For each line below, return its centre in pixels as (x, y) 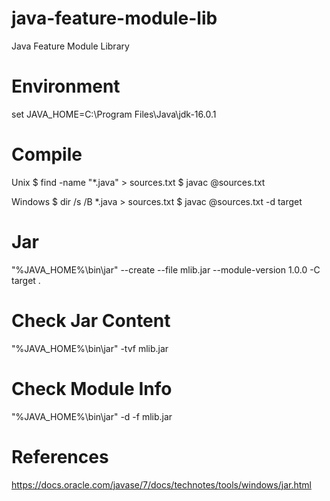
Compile (47, 154)
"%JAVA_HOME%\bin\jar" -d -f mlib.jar (92, 416)
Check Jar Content (91, 320)
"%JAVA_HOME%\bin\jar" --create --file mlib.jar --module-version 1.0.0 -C (166, 269)
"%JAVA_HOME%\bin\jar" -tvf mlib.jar (90, 348)
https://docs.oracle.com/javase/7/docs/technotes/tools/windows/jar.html (161, 484)
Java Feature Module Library (70, 46)
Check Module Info (92, 388)
